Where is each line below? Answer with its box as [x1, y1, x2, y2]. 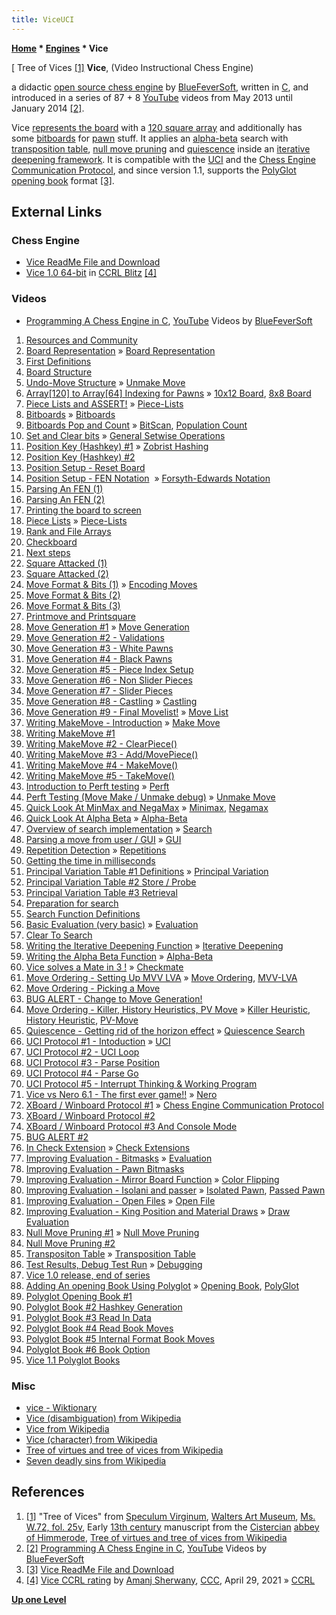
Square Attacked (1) [25, 557, 108, 569]
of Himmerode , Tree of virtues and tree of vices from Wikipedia [25, 1531, 288, 1543]
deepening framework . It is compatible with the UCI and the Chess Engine [11, 153, 316, 165]
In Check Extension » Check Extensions [25, 1141, 191, 1153]
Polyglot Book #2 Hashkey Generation [25, 1301, 183, 1313]
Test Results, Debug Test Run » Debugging [25, 1258, 203, 1270]
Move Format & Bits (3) [25, 599, 121, 611]
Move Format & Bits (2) [25, 589, 121, 601]
